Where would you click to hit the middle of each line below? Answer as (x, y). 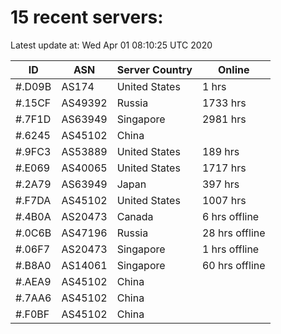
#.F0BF (32, 314)
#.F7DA (33, 200)
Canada (135, 216)
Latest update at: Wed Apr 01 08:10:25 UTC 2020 (111, 45)
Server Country (154, 69)
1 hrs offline (230, 249)
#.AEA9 (33, 281)
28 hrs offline (233, 233)
